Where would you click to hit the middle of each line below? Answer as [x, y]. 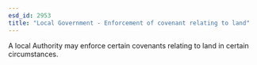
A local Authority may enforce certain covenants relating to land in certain [129, 45]
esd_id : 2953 [30, 15]
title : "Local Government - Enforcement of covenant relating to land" [129, 23]
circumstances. [33, 54]
